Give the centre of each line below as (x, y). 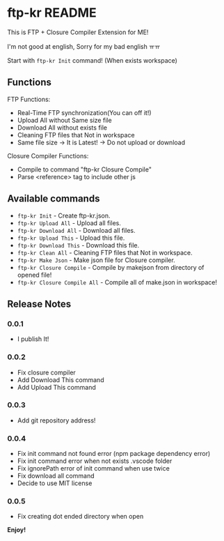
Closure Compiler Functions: (48, 155)
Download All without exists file (62, 128)
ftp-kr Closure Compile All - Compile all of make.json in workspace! (117, 282)
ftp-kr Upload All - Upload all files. (69, 223)
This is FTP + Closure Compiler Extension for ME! (78, 32)
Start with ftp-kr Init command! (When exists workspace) (92, 60)
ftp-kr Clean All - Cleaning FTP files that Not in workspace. (105, 252)
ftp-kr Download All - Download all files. (76, 230)
